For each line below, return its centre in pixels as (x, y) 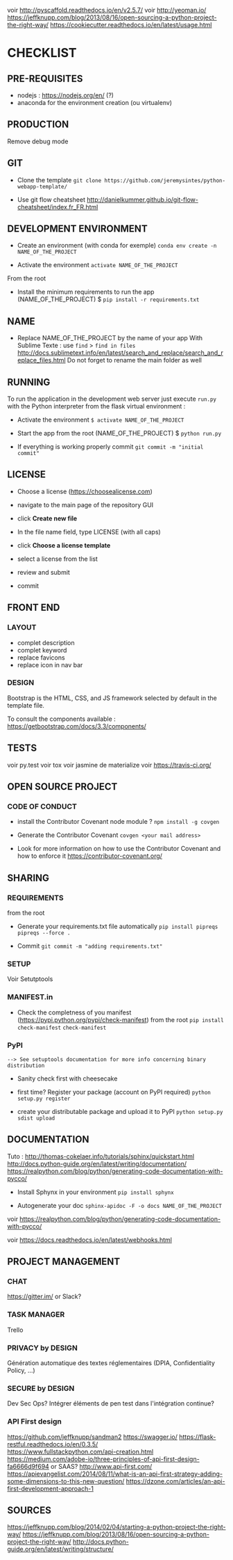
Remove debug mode (38, 141)
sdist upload (36, 1118)
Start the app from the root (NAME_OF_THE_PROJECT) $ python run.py (119, 433)
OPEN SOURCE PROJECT (62, 787)
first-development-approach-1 (50, 1488)
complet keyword (42, 650)
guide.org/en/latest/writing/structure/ (61, 1549)
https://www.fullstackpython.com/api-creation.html (80, 1451)
